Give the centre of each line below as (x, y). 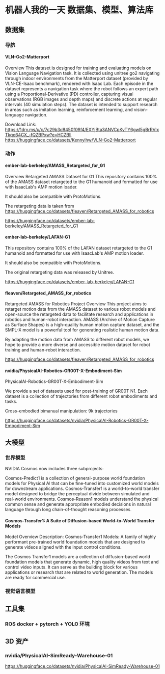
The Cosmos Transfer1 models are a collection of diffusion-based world (78, 557)
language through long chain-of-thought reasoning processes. (68, 510)
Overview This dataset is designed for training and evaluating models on (78, 68)
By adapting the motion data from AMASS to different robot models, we (77, 340)
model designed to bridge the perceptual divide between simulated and (77, 494)
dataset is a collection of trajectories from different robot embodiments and (81, 396)
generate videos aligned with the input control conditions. (63, 547)
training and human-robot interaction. (43, 350)
